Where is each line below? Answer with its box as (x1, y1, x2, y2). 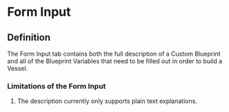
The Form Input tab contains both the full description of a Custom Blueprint (7, 49, 221, 58)
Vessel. (7, 65, 28, 72)
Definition (7, 32, 50, 43)
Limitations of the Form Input (7, 81, 106, 91)
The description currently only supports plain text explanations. (17, 97, 198, 105)
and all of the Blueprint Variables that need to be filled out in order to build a (7, 57, 223, 65)
